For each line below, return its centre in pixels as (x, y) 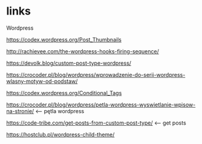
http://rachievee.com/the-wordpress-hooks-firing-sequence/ (83, 51)
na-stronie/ (20, 111)
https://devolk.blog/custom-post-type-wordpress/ (69, 63)
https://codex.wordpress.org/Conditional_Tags (64, 93)
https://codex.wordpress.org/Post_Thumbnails (64, 39)
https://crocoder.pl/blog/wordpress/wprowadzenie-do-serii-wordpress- (96, 74)
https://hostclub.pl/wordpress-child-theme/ (60, 134)
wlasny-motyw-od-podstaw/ (42, 81)
